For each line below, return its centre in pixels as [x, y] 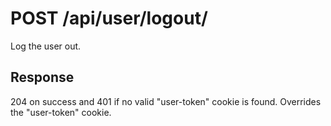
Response [42, 77]
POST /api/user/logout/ [109, 18]
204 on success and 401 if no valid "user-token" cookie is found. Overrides [166, 101]
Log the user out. [46, 46]
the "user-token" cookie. [61, 112]
